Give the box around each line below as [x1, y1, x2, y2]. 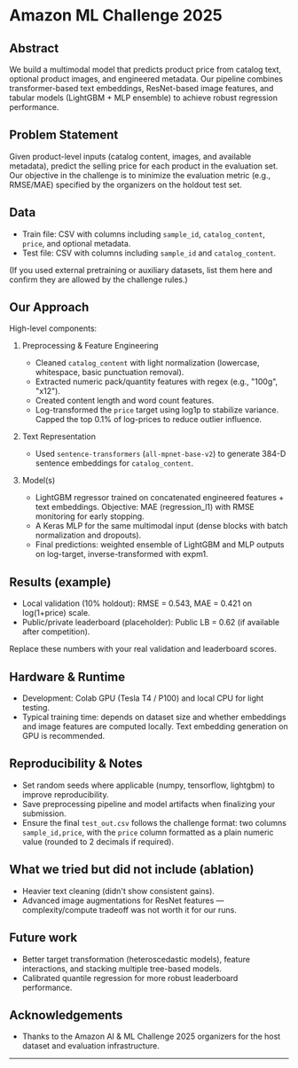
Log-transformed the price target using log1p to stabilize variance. [35, 404, 279, 415]
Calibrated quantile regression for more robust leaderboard [21, 972, 239, 983]
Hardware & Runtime [9, 669, 126, 684]
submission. [21, 808, 67, 819]
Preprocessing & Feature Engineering [21, 341, 159, 351]
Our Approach [9, 300, 90, 315]
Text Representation [21, 431, 96, 442]
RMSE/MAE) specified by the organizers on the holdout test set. [9, 179, 242, 190]
